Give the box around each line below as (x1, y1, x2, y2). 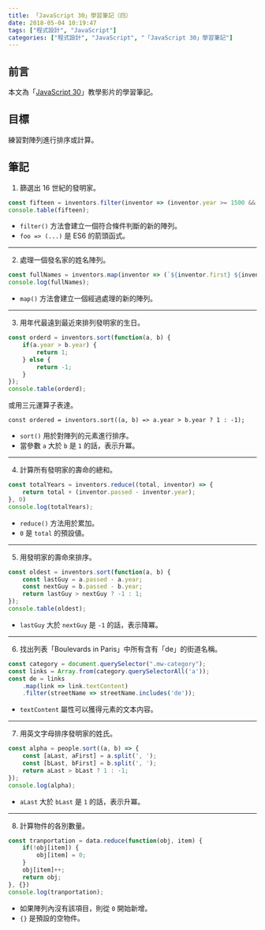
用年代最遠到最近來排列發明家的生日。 (19, 318, 144, 328)
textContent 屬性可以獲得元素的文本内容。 (19, 705, 158, 714)
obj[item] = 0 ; (36, 851, 87, 860)
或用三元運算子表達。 (8, 401, 77, 410)
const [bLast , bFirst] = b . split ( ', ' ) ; (22, 759, 157, 767)
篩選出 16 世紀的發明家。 (19, 183, 101, 192)
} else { (22, 356, 51, 363)
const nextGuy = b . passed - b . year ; (22, 582, 144, 591)
